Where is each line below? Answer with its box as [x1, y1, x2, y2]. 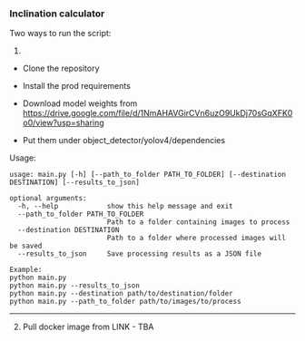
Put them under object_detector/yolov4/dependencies [22, 135, 225, 146]
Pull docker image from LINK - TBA [22, 321, 154, 333]
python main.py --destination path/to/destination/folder [9, 289, 233, 298]
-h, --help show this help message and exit [17, 202, 233, 211]
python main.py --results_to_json [9, 281, 141, 290]
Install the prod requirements [22, 81, 132, 92]
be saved [9, 241, 43, 251]
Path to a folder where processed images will [106, 234, 286, 243]
